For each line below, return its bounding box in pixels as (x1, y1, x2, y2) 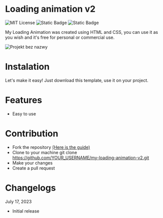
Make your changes (12, 160, 53, 165)
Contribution (5, 128, 59, 139)
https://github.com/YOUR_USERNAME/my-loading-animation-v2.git (12, 155, 149, 161)
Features (5, 95, 42, 106)
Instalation (5, 61, 50, 72)
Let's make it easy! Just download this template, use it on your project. (5, 77, 149, 83)
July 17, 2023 (5, 198, 32, 204)
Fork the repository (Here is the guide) (12, 144, 90, 150)
